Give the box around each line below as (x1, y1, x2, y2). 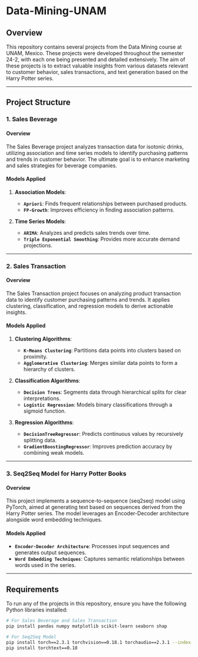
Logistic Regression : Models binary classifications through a (23, 401, 173, 409)
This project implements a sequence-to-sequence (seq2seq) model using (6, 497, 186, 504)
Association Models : (14, 188, 67, 196)
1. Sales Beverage (6, 115, 58, 124)
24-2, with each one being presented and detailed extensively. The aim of (6, 56, 186, 63)
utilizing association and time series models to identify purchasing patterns (6, 149, 189, 156)
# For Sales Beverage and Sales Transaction (6, 618, 117, 624)
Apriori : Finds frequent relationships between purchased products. (23, 200, 187, 207)
